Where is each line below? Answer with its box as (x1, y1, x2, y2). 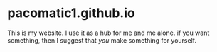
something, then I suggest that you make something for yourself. (7, 36, 197, 44)
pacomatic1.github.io (7, 5, 135, 21)
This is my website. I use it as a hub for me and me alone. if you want (7, 28, 210, 37)
